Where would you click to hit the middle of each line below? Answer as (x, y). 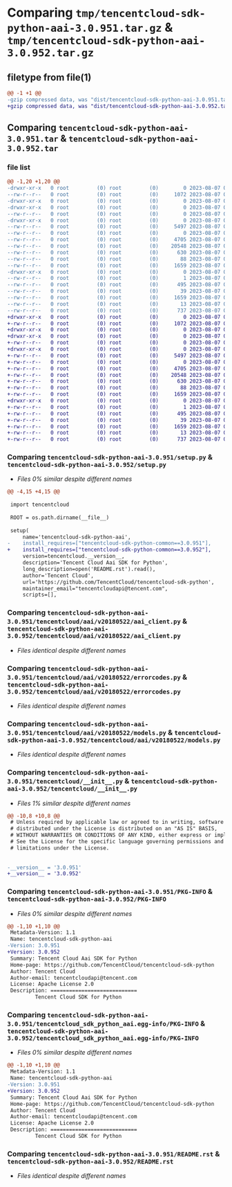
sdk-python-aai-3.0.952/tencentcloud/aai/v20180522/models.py (114, 740)
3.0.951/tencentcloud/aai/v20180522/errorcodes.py (94, 677)
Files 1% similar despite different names (74, 803)
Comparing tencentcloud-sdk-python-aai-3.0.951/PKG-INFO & (110, 892)
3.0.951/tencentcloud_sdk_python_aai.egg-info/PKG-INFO (103, 1024)
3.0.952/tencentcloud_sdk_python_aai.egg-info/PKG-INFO (103, 1038)
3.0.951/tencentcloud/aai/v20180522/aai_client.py (94, 622)
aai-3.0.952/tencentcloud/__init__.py (72, 789)
